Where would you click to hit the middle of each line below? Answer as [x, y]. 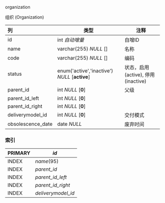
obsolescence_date [30, 124]
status [15, 74]
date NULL [69, 124]
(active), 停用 [140, 75]
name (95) [47, 161]
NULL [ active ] [74, 77]
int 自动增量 [71, 40]
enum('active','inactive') [85, 71]
